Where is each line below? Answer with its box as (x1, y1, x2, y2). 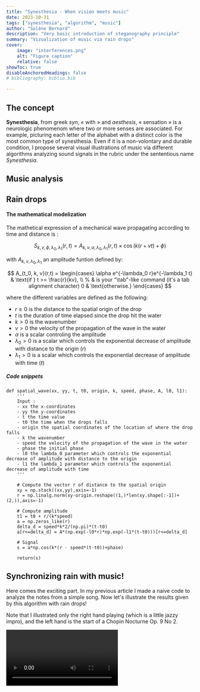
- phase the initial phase (17, 445, 84, 451)
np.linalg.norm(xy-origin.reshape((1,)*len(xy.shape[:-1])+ (27, 492, 180, 499)
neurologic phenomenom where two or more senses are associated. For (6, 125, 183, 132)
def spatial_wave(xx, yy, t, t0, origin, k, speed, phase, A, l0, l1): (6, 387, 187, 394)
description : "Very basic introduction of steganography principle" (6, 31, 180, 37)
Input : (17, 398, 36, 404)
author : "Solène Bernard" (6, 25, 70, 32)
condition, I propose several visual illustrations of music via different (6, 144, 173, 151)
